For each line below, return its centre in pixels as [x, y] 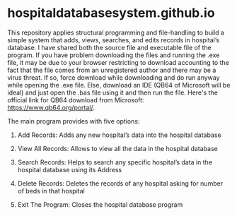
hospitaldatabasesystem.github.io [111, 13]
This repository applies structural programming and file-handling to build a [116, 32]
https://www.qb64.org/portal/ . [51, 107]
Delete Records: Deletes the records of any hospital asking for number [120, 183]
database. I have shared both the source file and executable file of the [110, 47]
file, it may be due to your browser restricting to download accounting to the [118, 62]
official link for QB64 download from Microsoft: [76, 100]
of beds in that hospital [51, 191]
